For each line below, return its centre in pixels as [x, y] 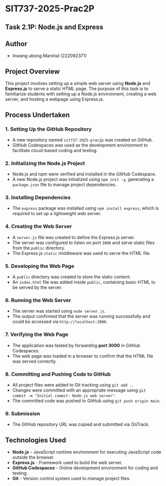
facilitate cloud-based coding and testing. [55, 150]
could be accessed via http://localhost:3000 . [60, 322]
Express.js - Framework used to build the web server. [67, 463]
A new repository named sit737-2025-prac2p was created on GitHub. [83, 140]
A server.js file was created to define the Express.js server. [74, 237]
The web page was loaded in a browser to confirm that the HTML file [83, 356]
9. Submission [23, 413]
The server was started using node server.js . [59, 311]
